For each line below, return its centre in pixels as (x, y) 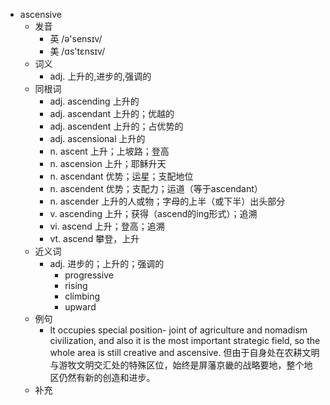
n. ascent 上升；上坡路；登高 (109, 151)
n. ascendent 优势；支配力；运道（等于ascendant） (156, 188)
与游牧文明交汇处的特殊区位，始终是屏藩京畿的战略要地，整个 (177, 365)
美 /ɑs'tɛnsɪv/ (77, 51)
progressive (89, 275)
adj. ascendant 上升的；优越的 (112, 113)
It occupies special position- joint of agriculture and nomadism (178, 330)
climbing (82, 296)
